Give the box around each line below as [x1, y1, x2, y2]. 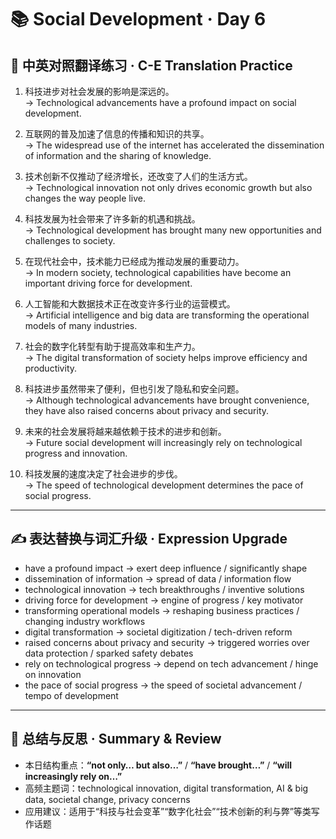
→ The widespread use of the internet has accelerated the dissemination [24, 139, 325, 151]
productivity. [24, 362, 78, 374]
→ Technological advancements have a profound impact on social [24, 97, 297, 108]
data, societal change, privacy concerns [24, 793, 191, 805]
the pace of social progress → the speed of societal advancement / [24, 679, 303, 691]
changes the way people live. [24, 192, 146, 204]
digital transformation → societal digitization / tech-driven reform [24, 626, 293, 638]
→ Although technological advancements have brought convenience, [24, 394, 310, 406]
